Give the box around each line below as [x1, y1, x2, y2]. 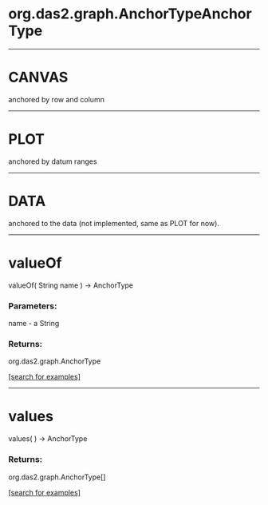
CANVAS [8, 69, 69, 86]
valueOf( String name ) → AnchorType [8, 280, 134, 290]
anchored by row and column [8, 94, 105, 104]
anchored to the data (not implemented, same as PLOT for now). [8, 218, 219, 228]
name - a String [8, 318, 60, 328]
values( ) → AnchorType [8, 434, 88, 443]
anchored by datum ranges [8, 157, 97, 166]
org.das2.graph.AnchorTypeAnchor [8, 5, 253, 23]
